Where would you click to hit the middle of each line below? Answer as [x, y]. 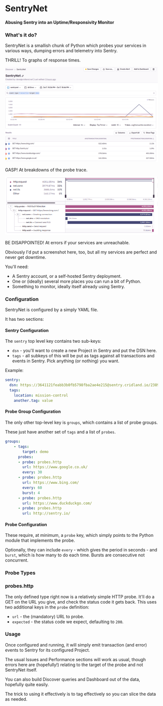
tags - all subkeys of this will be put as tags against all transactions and [83, 356]
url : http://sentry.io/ [46, 513]
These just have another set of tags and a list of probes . [60, 432]
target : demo [36, 451]
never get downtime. [26, 257]
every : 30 [32, 472]
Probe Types [20, 573]
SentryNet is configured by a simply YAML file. [52, 310]
